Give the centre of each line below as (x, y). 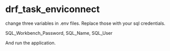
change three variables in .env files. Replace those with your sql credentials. (86, 23)
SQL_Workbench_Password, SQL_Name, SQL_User (59, 33)
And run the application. (31, 43)
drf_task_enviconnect (53, 9)
